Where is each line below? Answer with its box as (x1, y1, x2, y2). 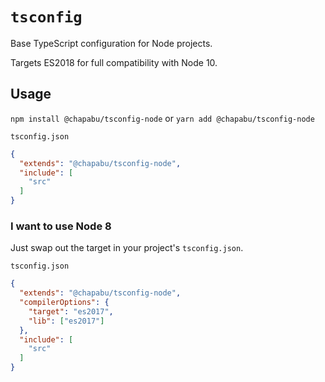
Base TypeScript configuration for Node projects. (10, 37, 213, 49)
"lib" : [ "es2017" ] (28, 316, 105, 326)
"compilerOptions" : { (19, 298, 110, 308)
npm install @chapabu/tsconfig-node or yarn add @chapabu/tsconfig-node (10, 112, 315, 124)
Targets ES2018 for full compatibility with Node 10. (10, 56, 218, 68)
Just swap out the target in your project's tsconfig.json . (10, 242, 244, 254)
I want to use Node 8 (10, 219, 112, 233)
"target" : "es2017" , (28, 306, 114, 317)
